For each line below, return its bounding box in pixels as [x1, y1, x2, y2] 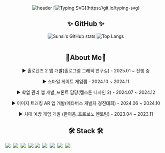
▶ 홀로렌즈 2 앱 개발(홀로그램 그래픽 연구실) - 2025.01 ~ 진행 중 [21, 67, 150, 73]
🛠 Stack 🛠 [68, 126, 104, 135]
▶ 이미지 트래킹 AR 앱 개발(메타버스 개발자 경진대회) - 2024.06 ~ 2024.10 [11, 100, 160, 106]
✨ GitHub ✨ [67, 19, 105, 28]
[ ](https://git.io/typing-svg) [53, 5, 140, 11]
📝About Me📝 [65, 54, 106, 62]
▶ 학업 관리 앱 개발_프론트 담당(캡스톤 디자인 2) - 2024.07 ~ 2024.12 [16, 89, 156, 95]
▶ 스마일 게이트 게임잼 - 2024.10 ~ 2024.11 [42, 78, 130, 84]
